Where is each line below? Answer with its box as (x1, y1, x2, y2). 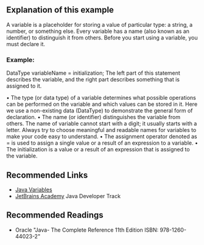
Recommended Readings (6, 210, 104, 221)
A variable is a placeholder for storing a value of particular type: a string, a (6, 21, 193, 28)
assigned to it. (6, 82, 42, 90)
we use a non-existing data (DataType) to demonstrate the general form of (6, 107, 193, 114)
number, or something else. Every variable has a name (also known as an (6, 27, 190, 35)
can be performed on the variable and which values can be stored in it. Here (6, 100, 198, 108)
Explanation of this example (6, 5, 114, 15)
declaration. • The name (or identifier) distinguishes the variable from (6, 114, 181, 121)
